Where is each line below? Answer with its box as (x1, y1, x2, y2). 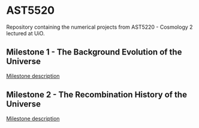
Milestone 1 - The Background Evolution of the (6, 47, 182, 57)
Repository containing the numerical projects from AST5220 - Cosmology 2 (6, 23, 193, 31)
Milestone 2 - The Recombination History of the (6, 90, 188, 100)
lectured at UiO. (6, 29, 45, 36)
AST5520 (6, 4, 55, 17)
